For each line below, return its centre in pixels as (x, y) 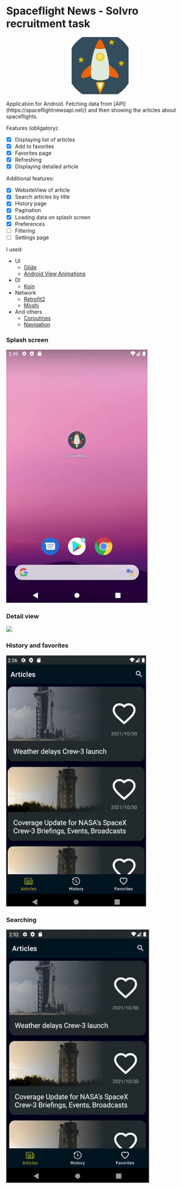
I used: (15, 249)
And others (29, 311)
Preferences (30, 224)
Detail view (23, 616)
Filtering (25, 231)
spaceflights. (22, 116)
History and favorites (37, 645)
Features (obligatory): (33, 128)
